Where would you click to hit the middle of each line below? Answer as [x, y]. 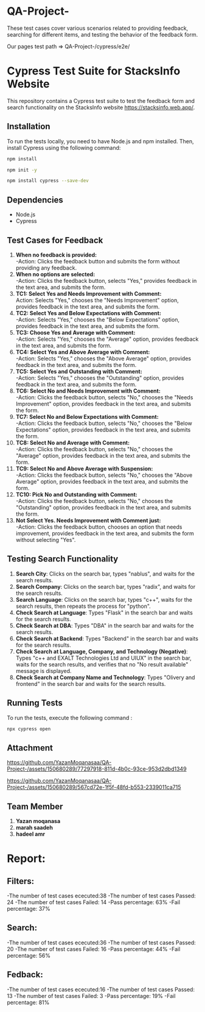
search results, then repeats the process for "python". [83, 606]
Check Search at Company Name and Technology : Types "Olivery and [105, 677]
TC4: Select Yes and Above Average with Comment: [83, 352]
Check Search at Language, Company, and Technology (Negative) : [102, 651]
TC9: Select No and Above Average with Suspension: [84, 468]
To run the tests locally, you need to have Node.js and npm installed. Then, [100, 141]
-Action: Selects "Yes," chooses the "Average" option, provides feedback [107, 339]
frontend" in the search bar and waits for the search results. [91, 683]
